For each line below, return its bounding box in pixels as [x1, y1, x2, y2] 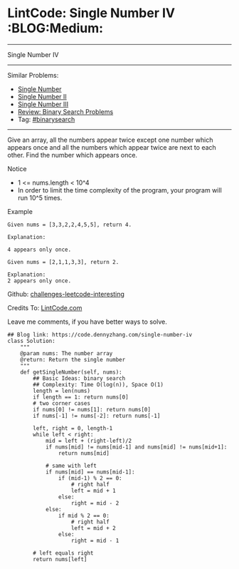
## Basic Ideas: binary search [33, 374, 126, 382]
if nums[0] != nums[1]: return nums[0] [33, 406, 152, 413]
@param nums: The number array [20, 349, 113, 357]
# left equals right [33, 549, 94, 557]
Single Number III [17, 100, 69, 108]
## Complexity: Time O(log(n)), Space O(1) [33, 381, 164, 388]
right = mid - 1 [70, 537, 119, 544]
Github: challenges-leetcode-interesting [7, 289, 124, 298]
